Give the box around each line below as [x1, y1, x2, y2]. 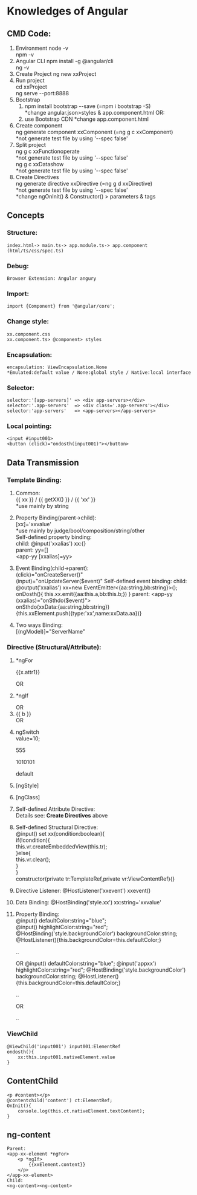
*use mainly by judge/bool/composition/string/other [15, 527, 146, 535]
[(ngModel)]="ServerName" [15, 628, 86, 635]
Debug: [7, 262, 29, 270]
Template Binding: [7, 475, 62, 484]
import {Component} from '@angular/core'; [7, 303, 115, 310]
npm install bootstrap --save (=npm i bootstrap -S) [24, 103, 151, 110]
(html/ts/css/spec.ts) [7, 248, 64, 254]
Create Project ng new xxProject [15, 70, 97, 77]
